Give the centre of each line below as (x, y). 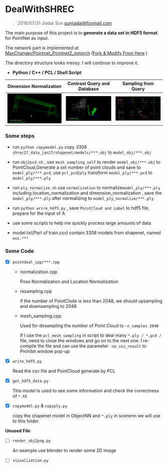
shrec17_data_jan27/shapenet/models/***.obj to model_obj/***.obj (82, 152)
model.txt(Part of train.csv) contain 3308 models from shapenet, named (86, 232)
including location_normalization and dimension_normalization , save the (87, 193)
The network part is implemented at (42, 48)
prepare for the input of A (38, 213)
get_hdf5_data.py (30, 381)
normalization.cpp (38, 272)
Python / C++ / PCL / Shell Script (47, 72)
